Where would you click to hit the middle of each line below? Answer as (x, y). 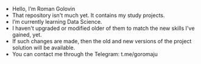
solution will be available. (44, 48)
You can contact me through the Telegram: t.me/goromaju (85, 54)
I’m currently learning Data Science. (57, 22)
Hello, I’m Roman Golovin (44, 9)
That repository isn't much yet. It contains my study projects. (89, 15)
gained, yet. (27, 35)
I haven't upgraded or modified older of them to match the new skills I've (103, 28)
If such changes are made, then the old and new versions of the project (102, 41)
